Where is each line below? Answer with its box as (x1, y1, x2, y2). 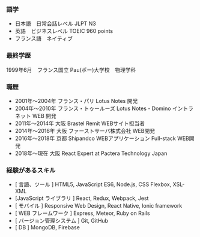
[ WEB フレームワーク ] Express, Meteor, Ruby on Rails (14, 209, 150, 217)
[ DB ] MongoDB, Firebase (14, 224, 80, 231)
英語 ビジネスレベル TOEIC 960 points (14, 28, 113, 35)
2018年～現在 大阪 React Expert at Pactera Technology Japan (14, 150, 168, 157)
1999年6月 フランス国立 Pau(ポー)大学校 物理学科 (6, 66, 136, 73)
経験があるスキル (6, 166, 56, 174)
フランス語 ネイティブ (14, 35, 73, 42)
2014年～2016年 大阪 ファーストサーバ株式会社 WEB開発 (14, 127, 155, 134)
